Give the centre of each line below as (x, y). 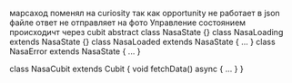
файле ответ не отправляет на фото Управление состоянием (128, 23)
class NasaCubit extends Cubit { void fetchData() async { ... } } (126, 69)
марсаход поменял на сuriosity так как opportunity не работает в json (145, 13)
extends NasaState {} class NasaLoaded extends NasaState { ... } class (142, 41)
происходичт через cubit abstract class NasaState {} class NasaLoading (146, 32)
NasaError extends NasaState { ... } (75, 51)
